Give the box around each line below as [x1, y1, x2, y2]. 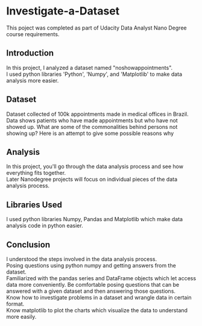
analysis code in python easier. [6, 222, 83, 230]
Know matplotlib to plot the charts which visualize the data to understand [6, 307, 188, 314]
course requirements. [6, 30, 60, 37]
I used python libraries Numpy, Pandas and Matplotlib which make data [6, 216, 183, 223]
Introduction [6, 48, 54, 58]
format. [6, 300, 25, 307]
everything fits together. [6, 169, 66, 177]
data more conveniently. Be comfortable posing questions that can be [6, 281, 180, 288]
